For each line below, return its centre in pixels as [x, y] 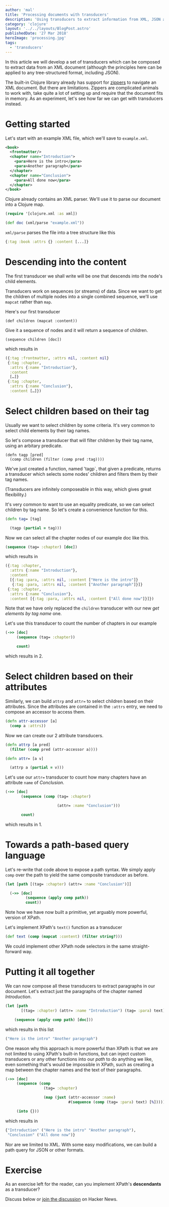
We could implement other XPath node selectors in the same [68, 946]
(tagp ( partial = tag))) [36, 528]
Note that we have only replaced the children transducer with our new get [82, 608]
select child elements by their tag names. [48, 430]
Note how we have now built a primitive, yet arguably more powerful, [76, 912]
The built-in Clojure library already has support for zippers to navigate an [81, 82]
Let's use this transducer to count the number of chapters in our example [81, 623]
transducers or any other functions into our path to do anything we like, [79, 1059]
